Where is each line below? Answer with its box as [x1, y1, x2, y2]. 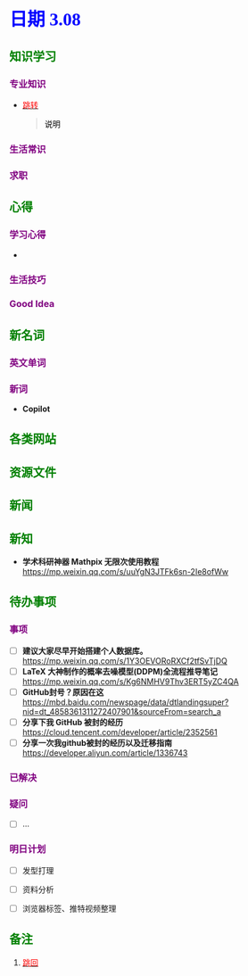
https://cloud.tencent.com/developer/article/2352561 [21, 726, 218, 737]
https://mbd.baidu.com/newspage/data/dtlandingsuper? [21, 697, 229, 707]
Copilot [21, 403, 51, 415]
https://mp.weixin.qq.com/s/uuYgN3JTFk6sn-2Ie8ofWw [21, 567, 229, 577]
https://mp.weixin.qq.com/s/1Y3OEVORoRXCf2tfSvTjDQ [21, 655, 227, 666]
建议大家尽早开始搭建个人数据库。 [21, 645, 148, 656]
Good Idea [9, 298, 55, 310]
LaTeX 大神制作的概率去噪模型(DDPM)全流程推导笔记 [21, 666, 219, 676]
